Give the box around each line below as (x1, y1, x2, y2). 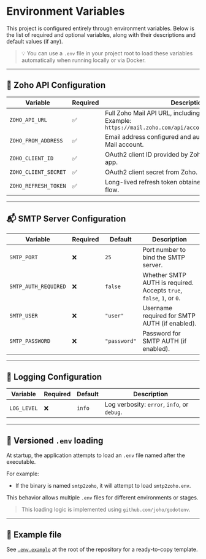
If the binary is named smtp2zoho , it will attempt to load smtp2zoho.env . (15, 482, 191, 490)
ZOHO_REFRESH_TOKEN (9, 182, 66, 189)
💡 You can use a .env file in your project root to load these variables (21, 49, 193, 57)
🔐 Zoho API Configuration (6, 80, 106, 90)
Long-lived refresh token (105, 178, 178, 186)
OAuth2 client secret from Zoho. (105, 168, 198, 176)
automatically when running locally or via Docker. (21, 57, 146, 64)
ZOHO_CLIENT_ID (9, 155, 54, 162)
